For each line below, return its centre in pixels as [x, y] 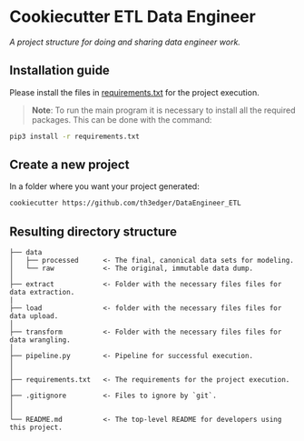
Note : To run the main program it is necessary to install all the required [163, 110]
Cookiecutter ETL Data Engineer [132, 17]
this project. [36, 428]
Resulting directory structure [93, 231]
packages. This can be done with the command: [122, 119]
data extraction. [42, 293]
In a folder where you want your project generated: [104, 186]
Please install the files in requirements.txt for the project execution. [135, 92]
